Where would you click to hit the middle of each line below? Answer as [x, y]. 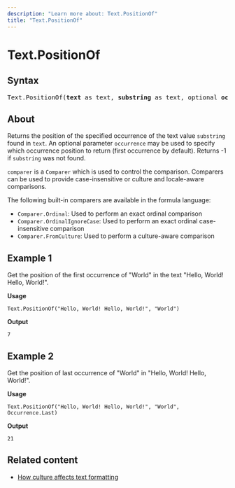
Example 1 [30, 258]
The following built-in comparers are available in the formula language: [109, 200]
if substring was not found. [47, 158]
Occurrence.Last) [33, 413]
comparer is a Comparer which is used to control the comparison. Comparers [115, 172]
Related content [43, 460]
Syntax [23, 81]
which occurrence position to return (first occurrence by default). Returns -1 [117, 151]
